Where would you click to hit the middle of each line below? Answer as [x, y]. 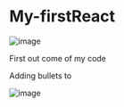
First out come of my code [58, 58]
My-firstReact [62, 16]
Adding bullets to [41, 75]
